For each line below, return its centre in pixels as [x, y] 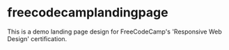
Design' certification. [37, 38]
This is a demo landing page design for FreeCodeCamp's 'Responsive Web [115, 32]
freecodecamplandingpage [88, 13]
